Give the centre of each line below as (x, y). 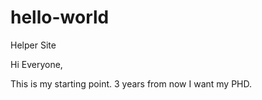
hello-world (60, 17)
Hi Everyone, (36, 64)
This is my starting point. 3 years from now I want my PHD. (131, 83)
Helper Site (33, 45)
